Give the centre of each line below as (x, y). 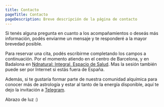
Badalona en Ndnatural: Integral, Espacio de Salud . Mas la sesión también (81, 64)
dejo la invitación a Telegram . (35, 90)
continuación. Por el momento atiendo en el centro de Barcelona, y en (77, 59)
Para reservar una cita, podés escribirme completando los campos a (76, 53)
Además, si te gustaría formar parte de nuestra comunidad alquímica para (81, 79)
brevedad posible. (24, 44)
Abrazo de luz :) (22, 99)
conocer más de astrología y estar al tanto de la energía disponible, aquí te (82, 84)
